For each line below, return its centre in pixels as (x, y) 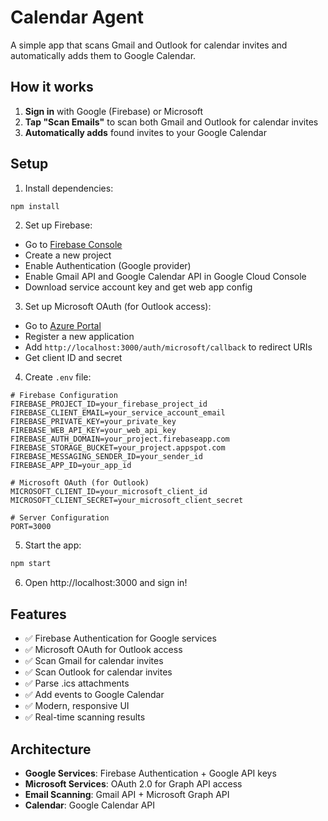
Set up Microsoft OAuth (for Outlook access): (118, 307)
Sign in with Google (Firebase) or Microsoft (114, 111)
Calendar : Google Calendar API (89, 805)
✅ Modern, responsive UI (77, 706)
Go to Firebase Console (73, 245)
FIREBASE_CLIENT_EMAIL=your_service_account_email (118, 413)
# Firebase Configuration (64, 396)
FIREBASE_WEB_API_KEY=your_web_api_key (93, 431)
